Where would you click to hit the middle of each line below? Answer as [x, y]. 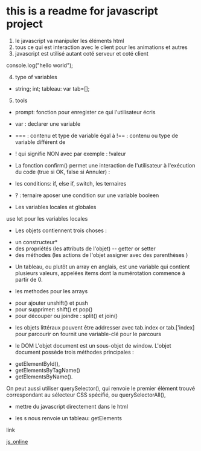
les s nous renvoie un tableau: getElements [69, 418]
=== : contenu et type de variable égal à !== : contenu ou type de [97, 135]
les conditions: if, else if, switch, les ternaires [71, 183]
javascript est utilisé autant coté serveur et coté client [82, 53]
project [25, 24]
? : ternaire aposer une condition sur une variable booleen [87, 195]
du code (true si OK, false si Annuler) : [62, 172]
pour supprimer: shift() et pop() [54, 309]
